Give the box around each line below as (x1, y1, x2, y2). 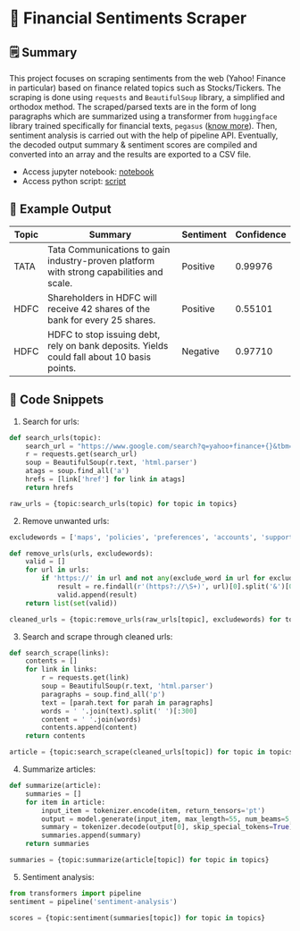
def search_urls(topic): (9, 433, 102, 442)
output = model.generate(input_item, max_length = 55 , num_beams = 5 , (41, 814, 294, 824)
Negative (181, 344, 221, 357)
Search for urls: (21, 416, 80, 427)
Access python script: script (21, 176, 127, 186)
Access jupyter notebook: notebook (21, 166, 154, 177)
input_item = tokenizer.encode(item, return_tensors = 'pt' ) (41, 806, 266, 815)
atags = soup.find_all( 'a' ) (25, 467, 129, 476)
